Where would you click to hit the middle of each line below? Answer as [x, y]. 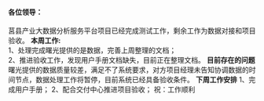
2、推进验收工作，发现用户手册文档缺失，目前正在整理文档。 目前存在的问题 [132, 60]
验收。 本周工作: [35, 41]
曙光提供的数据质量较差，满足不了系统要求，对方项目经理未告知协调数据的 [128, 70]
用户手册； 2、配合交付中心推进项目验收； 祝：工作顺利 [105, 89]
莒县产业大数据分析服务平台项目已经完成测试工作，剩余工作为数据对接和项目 [132, 31]
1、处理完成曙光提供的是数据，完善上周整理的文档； [92, 50]
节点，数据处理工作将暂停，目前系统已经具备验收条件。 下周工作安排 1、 [132, 80]
